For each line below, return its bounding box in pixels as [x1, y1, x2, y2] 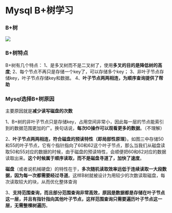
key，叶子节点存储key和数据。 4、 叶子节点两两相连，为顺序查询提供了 [9, 75, 159, 81]
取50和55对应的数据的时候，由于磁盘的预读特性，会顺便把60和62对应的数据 [5, 149, 166, 155]
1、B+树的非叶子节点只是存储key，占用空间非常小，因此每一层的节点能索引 [5, 119, 164, 125]
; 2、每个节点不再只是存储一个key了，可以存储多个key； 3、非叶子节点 [10, 68, 160, 75]
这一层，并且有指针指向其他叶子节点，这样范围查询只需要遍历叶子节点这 [5, 196, 158, 202]
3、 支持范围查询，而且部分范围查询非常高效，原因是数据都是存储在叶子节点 [5, 190, 165, 196]
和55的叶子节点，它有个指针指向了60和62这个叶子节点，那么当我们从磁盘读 [5, 143, 165, 149]
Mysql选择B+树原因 [5, 95, 55, 102]
